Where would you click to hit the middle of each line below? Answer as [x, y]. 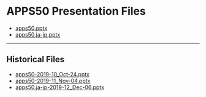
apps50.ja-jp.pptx [38, 34]
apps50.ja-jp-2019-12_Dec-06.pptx [60, 87]
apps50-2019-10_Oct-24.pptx [52, 74]
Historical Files [36, 59]
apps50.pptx [31, 28]
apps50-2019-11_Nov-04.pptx [53, 81]
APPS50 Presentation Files [76, 11]
